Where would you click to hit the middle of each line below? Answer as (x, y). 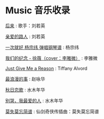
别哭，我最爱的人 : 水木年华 (34, 101)
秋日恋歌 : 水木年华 (25, 89)
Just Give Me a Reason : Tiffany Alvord (46, 68)
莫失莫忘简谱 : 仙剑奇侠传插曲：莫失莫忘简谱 (52, 111)
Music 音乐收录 (38, 10)
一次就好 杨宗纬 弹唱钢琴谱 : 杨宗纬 (42, 47)
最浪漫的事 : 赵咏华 (25, 79)
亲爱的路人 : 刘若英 (25, 36)
